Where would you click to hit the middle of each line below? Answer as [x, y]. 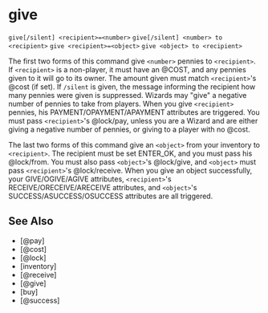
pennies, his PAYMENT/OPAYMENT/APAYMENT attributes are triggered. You [134, 112]
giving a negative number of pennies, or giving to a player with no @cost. [129, 129]
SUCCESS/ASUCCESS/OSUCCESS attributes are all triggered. [111, 196]
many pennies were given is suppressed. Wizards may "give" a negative [128, 95]
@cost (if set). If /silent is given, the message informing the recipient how [132, 87]
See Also [31, 221]
